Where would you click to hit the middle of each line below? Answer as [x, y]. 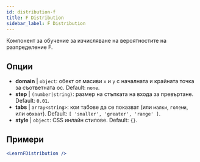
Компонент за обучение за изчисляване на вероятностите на [86, 41]
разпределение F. [30, 47]
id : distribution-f [31, 12]
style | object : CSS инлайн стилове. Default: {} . [76, 120]
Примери [25, 139]
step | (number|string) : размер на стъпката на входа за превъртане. [104, 94]
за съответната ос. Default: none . [57, 88]
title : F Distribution [35, 18]
